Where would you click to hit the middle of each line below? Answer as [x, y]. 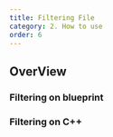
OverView [38, 71]
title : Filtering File [52, 18]
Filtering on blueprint [56, 97]
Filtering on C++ [46, 122]
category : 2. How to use [56, 26]
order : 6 [26, 34]
